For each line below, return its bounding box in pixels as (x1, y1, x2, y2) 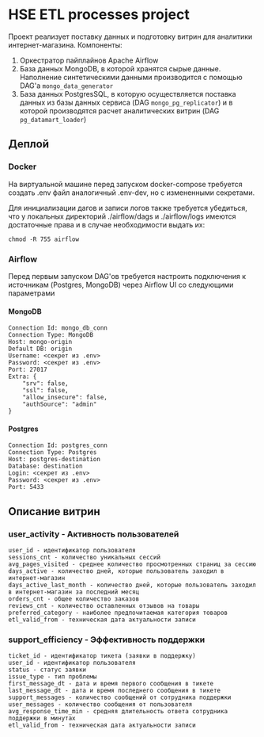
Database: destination (8, 462, 83, 471)
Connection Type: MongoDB (8, 331, 93, 339)
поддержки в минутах (8, 715, 77, 723)
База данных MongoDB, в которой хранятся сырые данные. (19, 63, 221, 73)
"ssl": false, (22, 387, 69, 395)
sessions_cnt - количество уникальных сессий (8, 553, 160, 562)
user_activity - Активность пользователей (8, 529, 179, 540)
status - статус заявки (8, 666, 87, 674)
